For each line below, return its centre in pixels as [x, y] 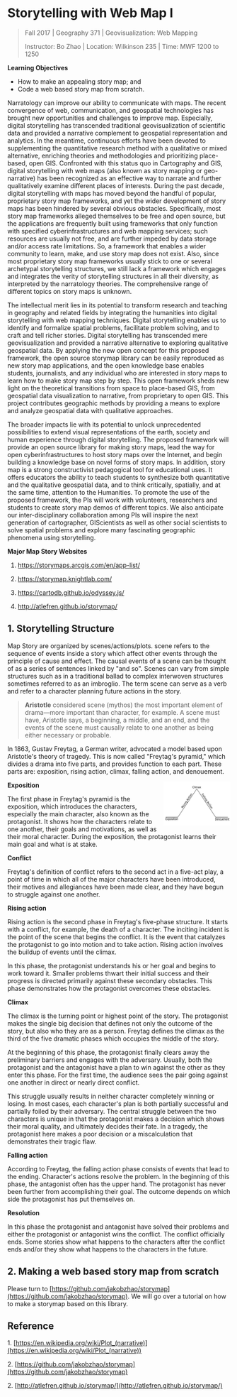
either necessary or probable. [68, 735]
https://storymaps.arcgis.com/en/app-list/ [79, 565]
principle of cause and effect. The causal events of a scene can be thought [117, 661]
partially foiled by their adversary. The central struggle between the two [112, 1111]
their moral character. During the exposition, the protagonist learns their [112, 836]
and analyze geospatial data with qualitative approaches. [90, 410]
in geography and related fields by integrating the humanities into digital [112, 312]
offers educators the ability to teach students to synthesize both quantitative [118, 477]
